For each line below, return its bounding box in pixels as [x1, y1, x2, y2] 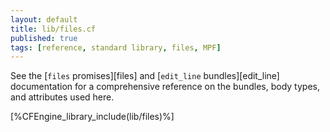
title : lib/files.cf [10, 24, 97, 34]
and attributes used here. [10, 91, 115, 103]
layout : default [10, 14, 78, 25]
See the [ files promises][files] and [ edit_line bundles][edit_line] [10, 70, 280, 82]
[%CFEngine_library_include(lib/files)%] [10, 111, 175, 123]
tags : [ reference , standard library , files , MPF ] [10, 42, 222, 53]
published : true [10, 33, 78, 43]
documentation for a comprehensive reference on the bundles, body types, [10, 81, 320, 93]
